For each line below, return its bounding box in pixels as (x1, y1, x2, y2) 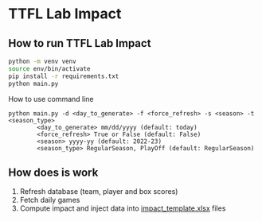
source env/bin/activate (8, 64, 91, 72)
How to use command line (8, 94, 94, 103)
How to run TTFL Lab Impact (8, 37, 151, 50)
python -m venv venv (8, 57, 77, 65)
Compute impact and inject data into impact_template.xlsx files (19, 204, 226, 213)
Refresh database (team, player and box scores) (19, 187, 178, 196)
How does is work (8, 165, 99, 179)
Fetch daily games (19, 196, 80, 205)
